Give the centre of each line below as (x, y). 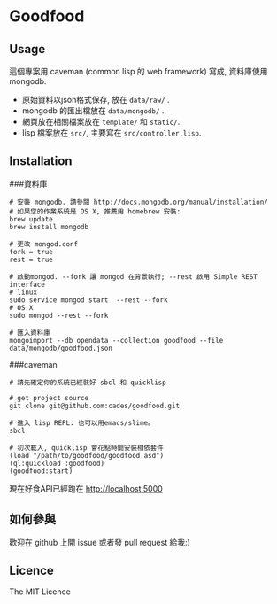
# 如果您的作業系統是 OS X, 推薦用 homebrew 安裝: (95, 211)
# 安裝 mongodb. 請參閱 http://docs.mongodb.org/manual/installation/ (138, 202)
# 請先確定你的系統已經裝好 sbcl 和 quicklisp (88, 383)
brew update (31, 219)
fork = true (31, 252)
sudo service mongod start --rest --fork (88, 300)
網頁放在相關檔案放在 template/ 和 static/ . (101, 122)
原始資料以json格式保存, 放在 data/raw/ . (96, 100)
